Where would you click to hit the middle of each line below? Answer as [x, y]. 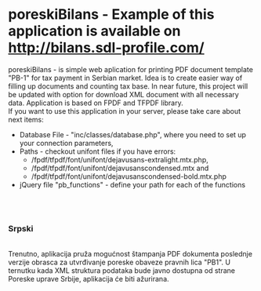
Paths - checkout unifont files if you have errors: [98, 151]
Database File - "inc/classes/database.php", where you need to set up [133, 134]
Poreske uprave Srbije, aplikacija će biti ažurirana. [89, 279]
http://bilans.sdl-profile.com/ [107, 48]
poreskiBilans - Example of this [111, 15]
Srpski [21, 228]
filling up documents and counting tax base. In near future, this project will [128, 86]
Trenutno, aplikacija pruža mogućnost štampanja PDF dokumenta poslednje [130, 254]
